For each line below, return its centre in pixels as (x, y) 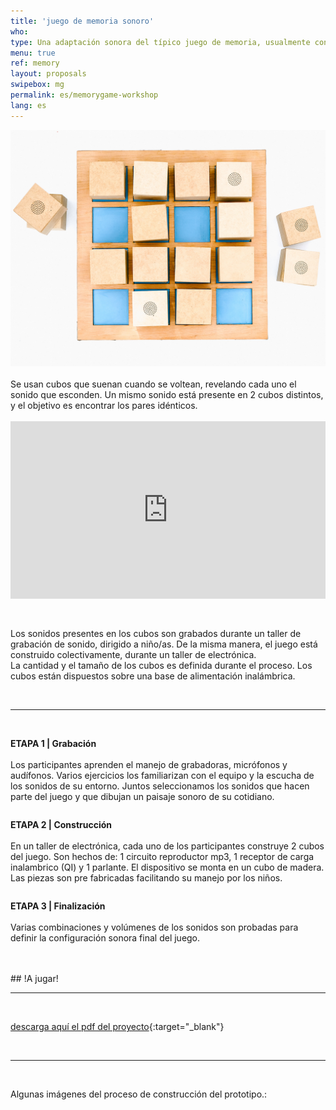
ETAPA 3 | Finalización (58, 906)
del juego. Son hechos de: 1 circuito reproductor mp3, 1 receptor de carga (162, 857)
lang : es (28, 105)
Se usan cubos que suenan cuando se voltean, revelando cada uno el (153, 384)
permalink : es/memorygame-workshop (84, 95)
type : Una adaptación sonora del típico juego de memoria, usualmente (160, 42)
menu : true (33, 53)
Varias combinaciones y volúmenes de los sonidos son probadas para (154, 927)
